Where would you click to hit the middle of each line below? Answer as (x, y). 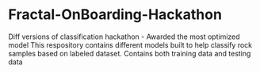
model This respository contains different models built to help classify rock (130, 44)
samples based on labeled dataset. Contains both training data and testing (130, 53)
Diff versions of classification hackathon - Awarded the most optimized (124, 36)
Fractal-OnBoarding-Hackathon (115, 15)
